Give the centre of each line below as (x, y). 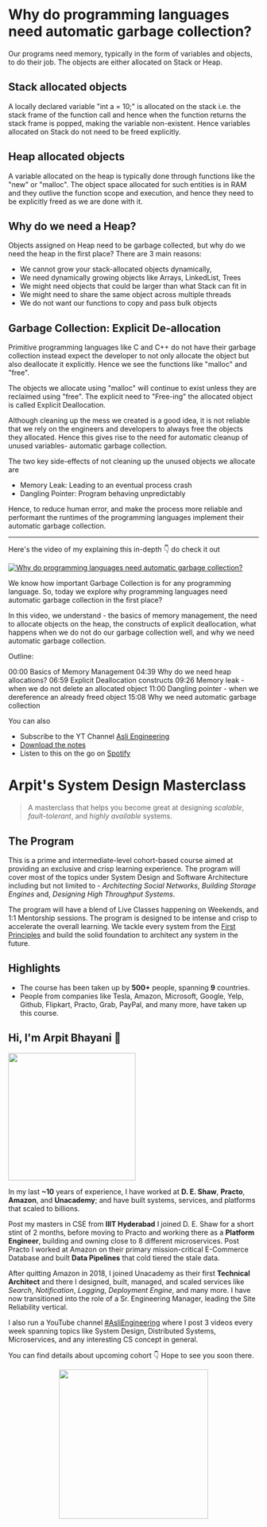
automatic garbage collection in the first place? (85, 600)
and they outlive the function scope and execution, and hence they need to (131, 193)
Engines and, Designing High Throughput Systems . (92, 894)
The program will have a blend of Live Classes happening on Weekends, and (133, 909)
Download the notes (52, 745)
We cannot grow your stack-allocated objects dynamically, (116, 269)
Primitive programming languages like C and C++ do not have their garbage (132, 347)
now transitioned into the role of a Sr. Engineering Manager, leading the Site (132, 1299)
